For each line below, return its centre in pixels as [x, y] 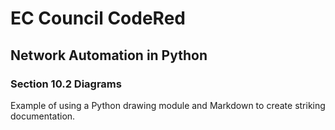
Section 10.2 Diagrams [66, 84]
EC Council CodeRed [98, 18]
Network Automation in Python [109, 55]
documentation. [43, 116]
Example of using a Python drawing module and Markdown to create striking [168, 105]
